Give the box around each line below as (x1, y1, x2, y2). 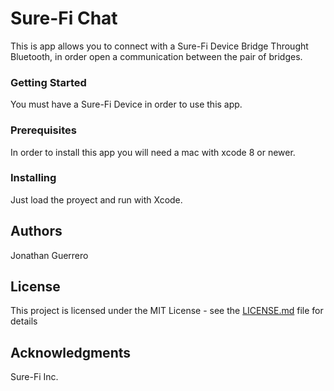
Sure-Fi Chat (10, 7, 118, 30)
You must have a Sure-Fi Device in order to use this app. (10, 98, 243, 111)
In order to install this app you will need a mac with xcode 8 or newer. (10, 146, 296, 158)
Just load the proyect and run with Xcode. (10, 193, 183, 206)
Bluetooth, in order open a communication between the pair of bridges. (10, 50, 303, 62)
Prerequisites (10, 123, 77, 137)
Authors (10, 223, 63, 240)
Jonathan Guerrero (10, 249, 89, 261)
